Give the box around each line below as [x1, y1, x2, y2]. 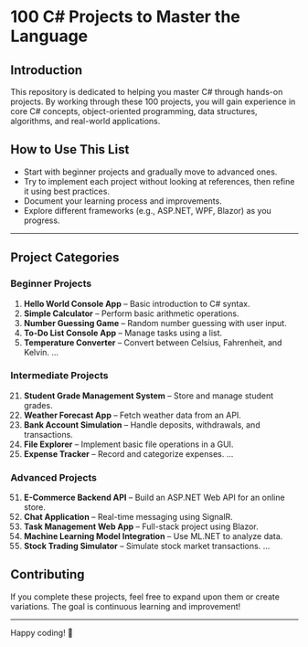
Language [10, 26, 89, 47]
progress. [23, 215, 60, 226]
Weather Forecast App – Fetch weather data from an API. [23, 409, 241, 420]
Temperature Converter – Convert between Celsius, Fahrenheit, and [23, 336, 282, 348]
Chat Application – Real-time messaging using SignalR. [23, 512, 234, 523]
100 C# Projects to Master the [10, 6, 241, 27]
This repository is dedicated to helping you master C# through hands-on [10, 87, 283, 97]
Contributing [10, 567, 85, 582]
